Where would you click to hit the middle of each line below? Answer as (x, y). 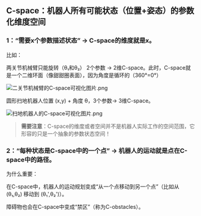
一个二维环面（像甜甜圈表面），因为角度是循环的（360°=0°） (86, 75)
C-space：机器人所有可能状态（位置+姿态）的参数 (100, 11)
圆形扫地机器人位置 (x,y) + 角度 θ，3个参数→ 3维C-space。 (80, 100)
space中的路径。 (31, 160)
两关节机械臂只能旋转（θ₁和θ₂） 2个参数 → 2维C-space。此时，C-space (96, 67)
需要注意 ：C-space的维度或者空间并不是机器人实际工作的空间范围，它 (108, 126)
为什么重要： (22, 173)
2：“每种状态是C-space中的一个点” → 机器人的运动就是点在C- (97, 151)
